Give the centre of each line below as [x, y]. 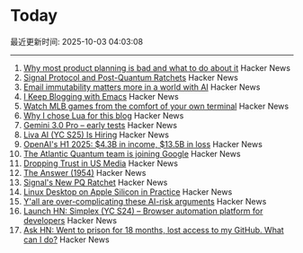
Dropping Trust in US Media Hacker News [101, 163]
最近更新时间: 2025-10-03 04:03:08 [76, 41]
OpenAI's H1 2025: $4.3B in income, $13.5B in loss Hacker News [143, 144]
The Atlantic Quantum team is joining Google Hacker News [132, 153]
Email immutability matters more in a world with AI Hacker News [142, 87]
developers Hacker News [70, 220]
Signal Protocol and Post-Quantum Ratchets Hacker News [131, 77]
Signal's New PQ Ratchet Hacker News [95, 182]
